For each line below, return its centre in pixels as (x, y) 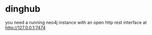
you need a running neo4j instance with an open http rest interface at (76, 22)
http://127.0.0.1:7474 (25, 27)
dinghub (23, 9)
